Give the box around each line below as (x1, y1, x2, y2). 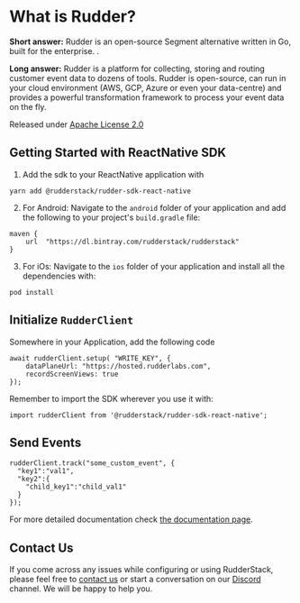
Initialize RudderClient (9, 313, 133, 328)
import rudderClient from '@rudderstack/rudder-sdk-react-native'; (9, 410, 268, 420)
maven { (9, 229, 39, 238)
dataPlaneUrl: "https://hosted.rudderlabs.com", (25, 361, 212, 370)
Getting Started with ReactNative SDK (9, 145, 227, 160)
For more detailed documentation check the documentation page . (9, 514, 254, 525)
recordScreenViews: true (25, 370, 119, 379)
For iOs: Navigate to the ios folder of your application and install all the (22, 260, 286, 271)
